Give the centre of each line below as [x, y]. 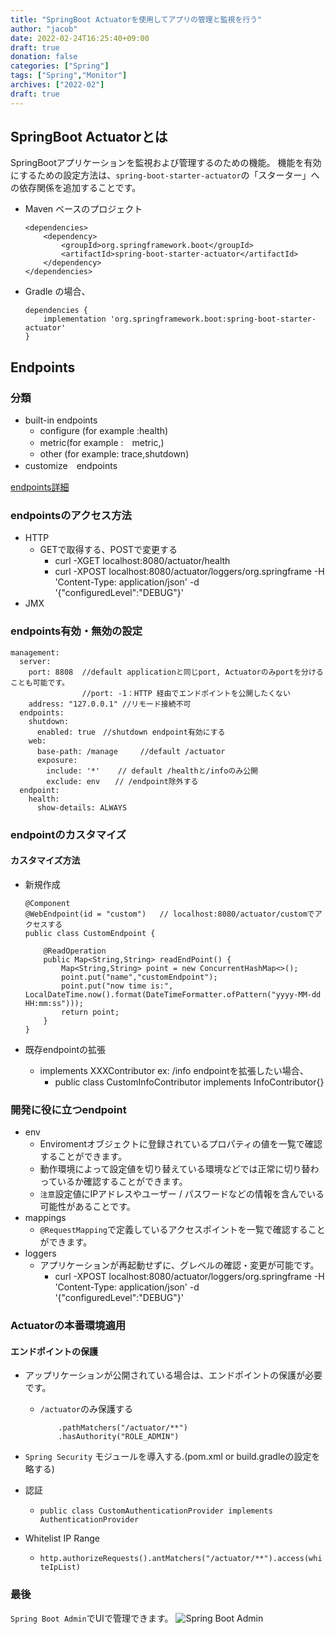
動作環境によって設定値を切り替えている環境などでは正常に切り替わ [179, 1169]
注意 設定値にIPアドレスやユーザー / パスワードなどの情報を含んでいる [182, 1194]
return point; [90, 1012]
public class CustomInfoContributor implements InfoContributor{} [189, 1082]
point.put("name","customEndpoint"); [139, 977]
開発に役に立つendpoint [68, 1109]
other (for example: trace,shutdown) [114, 454]
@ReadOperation [75, 951]
